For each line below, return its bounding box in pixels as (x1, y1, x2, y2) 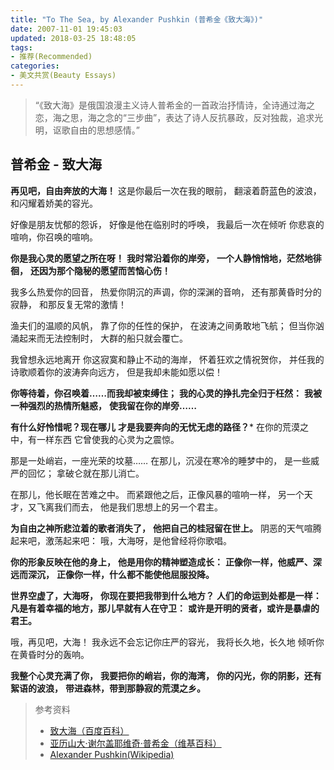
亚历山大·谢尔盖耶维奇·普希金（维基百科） (49, 737, 222, 749)
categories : (10, 61, 60, 71)
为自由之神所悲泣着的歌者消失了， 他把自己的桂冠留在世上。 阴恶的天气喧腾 (10, 522, 322, 534)
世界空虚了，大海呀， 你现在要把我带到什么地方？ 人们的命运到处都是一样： (10, 589, 322, 601)
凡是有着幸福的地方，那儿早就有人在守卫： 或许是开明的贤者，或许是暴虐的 (10, 602, 320, 614)
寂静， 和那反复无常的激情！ (10, 298, 127, 310)
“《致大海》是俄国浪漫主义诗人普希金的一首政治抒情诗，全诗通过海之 (34, 99, 315, 111)
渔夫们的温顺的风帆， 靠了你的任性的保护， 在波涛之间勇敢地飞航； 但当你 (10, 319, 316, 331)
